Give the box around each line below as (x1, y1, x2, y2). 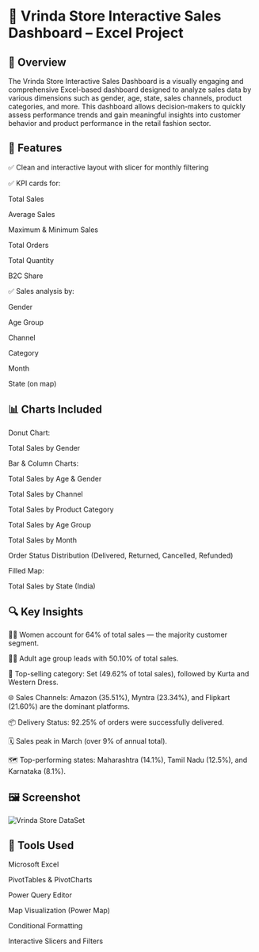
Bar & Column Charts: (8, 459, 79, 468)
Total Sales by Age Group (8, 520, 92, 529)
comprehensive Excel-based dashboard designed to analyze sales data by (8, 85, 252, 94)
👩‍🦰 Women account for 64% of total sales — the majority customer (8, 630, 228, 640)
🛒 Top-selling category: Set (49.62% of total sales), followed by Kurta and (8, 669, 249, 679)
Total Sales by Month (8, 535, 78, 545)
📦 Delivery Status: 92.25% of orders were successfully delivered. (8, 718, 224, 727)
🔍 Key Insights (8, 605, 84, 619)
